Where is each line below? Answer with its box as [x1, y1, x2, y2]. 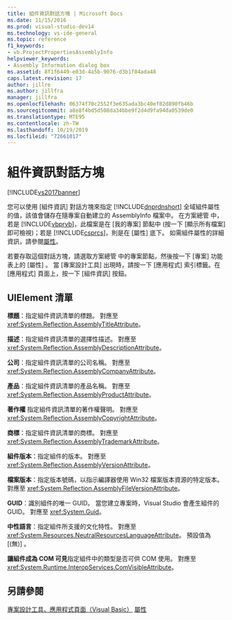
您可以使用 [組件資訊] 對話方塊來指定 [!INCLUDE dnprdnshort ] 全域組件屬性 [7, 203, 220, 211]
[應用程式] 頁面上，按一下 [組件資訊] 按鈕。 [7, 269, 131, 278]
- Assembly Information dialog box [7, 62, 110, 69]
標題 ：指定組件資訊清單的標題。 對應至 [7, 312, 118, 319]
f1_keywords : [7, 42, 45, 49]
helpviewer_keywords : [7, 56, 70, 62]
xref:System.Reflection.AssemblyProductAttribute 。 [7, 390, 156, 399]
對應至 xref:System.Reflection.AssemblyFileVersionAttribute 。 [7, 484, 184, 492]
